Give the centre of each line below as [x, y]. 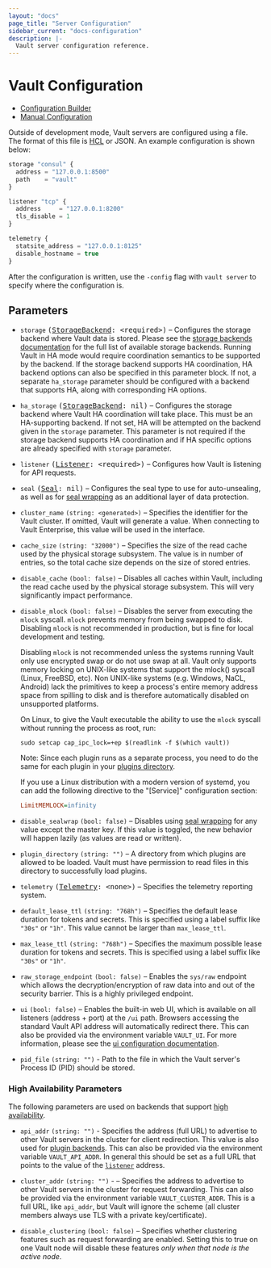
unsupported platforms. [59, 704]
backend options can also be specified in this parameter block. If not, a [138, 373]
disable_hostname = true [57, 254]
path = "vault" [47, 179]
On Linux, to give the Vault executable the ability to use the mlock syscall [140, 720]
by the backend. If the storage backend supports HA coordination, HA [136, 364]
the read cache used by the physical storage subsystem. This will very [137, 587]
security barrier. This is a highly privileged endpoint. [106, 993]
